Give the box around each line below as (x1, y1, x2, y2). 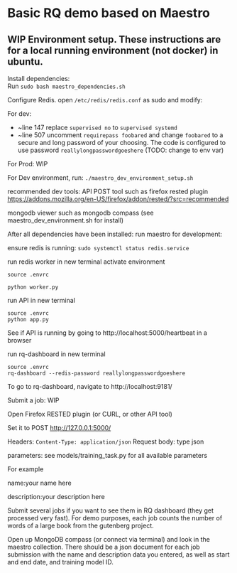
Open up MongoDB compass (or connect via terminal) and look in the (7, 535, 211, 543)
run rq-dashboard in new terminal (7, 350, 106, 358)
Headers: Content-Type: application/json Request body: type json (7, 437, 204, 446)
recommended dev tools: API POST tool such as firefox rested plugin (7, 187, 208, 196)
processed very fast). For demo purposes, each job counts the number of (7, 514, 223, 522)
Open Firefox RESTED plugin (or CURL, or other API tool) (7, 410, 172, 418)
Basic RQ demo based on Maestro (7, 5, 211, 21)
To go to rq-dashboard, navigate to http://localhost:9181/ (7, 382, 172, 390)
